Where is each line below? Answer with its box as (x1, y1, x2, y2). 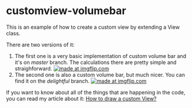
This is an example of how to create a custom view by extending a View (6, 23, 180, 31)
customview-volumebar (6, 4, 127, 18)
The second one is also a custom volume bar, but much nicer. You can (14, 71, 186, 78)
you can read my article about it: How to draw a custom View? (6, 95, 157, 102)
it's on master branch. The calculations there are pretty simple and (14, 59, 177, 66)
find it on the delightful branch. (14, 77, 90, 85)
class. (6, 29, 21, 36)
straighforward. (14, 65, 52, 72)
